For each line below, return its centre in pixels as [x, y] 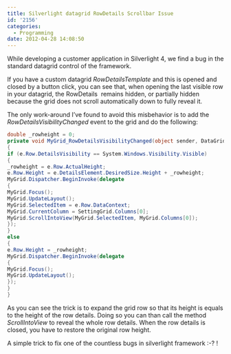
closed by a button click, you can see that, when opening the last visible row [115, 87]
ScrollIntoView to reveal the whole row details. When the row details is [107, 322]
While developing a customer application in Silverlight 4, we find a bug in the [115, 59]
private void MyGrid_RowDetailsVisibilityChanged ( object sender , [102, 141]
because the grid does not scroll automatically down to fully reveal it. [105, 101]
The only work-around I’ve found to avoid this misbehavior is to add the [108, 115]
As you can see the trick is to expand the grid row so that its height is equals [115, 308]
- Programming [33, 33]
